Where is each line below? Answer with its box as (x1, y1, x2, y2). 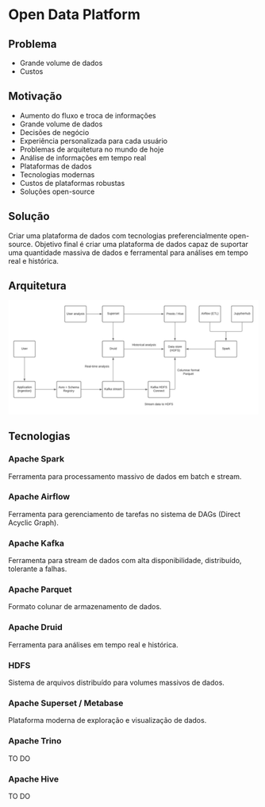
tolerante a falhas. (8, 564, 67, 573)
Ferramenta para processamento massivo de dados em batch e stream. (8, 471, 242, 481)
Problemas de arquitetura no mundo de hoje (19, 145, 164, 154)
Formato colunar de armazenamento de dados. (8, 602, 162, 612)
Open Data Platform (8, 6, 140, 24)
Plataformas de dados (19, 161, 93, 171)
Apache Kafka (8, 538, 65, 549)
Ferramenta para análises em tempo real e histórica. (8, 639, 179, 649)
